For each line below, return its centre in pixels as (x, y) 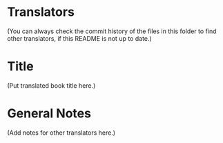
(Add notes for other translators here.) (61, 133)
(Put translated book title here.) (51, 85)
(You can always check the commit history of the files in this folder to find (112, 31)
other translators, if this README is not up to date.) (79, 38)
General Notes (49, 114)
